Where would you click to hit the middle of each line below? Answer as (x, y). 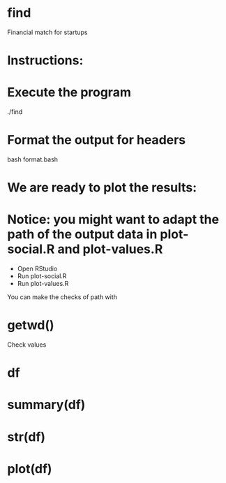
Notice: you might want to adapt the (113, 220)
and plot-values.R (110, 249)
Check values (27, 345)
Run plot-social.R (42, 276)
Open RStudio (37, 269)
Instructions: (45, 60)
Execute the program (69, 93)
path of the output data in (82, 235)
